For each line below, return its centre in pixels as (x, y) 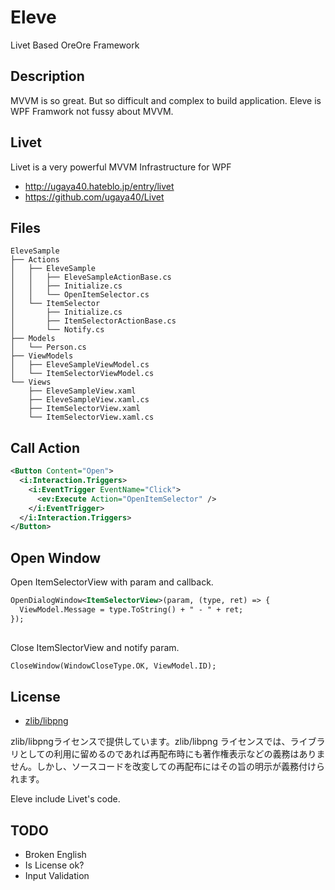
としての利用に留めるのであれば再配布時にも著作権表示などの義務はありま (172, 754)
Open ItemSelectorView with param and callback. (112, 582)
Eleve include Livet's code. (65, 799)
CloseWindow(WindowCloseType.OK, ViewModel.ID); (113, 666)
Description (47, 76)
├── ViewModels (42, 356)
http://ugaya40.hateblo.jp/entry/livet (99, 186)
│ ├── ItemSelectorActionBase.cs (93, 321)
